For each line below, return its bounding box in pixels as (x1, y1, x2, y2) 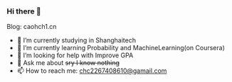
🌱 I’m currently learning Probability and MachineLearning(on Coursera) (16, 44, 226, 52)
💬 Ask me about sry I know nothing (16, 59, 120, 67)
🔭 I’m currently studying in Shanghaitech (16, 36, 137, 45)
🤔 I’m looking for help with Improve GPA (16, 51, 134, 59)
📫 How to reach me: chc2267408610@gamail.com (16, 66, 167, 75)
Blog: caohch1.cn (6, 23, 57, 31)
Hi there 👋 (6, 6, 42, 16)
